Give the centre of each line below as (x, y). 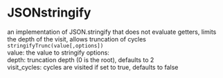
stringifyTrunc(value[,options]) (55, 46)
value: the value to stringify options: (58, 52)
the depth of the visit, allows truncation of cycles (77, 39)
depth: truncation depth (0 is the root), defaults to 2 (81, 59)
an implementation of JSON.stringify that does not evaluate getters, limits (112, 32)
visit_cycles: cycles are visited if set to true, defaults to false (93, 67)
